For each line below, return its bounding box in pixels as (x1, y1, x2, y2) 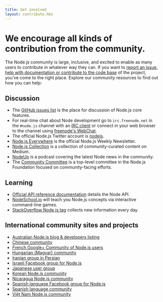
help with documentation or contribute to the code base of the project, (5, 69, 146, 76)
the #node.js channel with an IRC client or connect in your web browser (12, 123, 156, 129)
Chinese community (12, 239, 53, 245)
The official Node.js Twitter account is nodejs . (12, 133, 105, 139)
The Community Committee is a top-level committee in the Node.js (12, 159, 146, 165)
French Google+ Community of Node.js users (12, 244, 104, 250)
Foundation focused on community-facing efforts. (12, 164, 112, 170)
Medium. (12, 149, 30, 154)
